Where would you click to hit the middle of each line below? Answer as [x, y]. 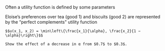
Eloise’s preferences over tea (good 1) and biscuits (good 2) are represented [83, 17]
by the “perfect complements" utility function [51, 22]
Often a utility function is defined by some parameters [60, 7]
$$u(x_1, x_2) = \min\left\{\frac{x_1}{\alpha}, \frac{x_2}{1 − [73, 31]
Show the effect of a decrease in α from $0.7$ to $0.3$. [66, 44]
